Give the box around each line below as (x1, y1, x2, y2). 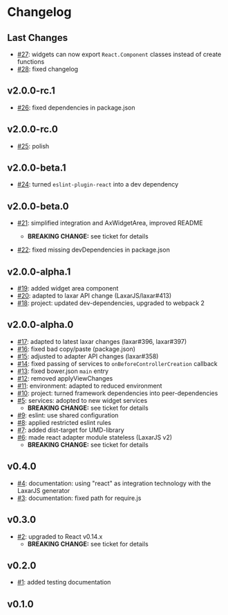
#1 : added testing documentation (17, 578, 111, 587)
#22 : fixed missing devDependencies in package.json (17, 245, 171, 254)
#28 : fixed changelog (17, 65, 78, 73)
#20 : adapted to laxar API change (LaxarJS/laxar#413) (17, 292, 172, 300)
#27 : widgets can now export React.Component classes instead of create (17, 50, 222, 58)
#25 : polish (17, 141, 50, 150)
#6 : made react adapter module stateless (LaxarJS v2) (17, 433, 173, 441)
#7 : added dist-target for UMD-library (17, 426, 124, 434)
